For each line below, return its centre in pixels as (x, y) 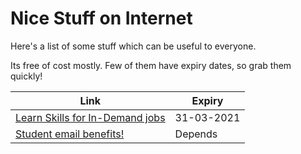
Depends (196, 134)
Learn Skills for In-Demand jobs (90, 117)
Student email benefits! (70, 134)
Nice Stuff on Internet (101, 18)
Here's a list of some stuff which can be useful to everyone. (133, 46)
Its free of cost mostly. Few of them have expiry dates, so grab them (151, 65)
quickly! (26, 76)
